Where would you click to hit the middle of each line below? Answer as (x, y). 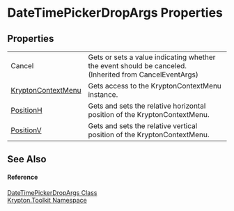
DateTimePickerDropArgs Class (52, 192)
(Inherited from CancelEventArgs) (143, 75)
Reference (23, 177)
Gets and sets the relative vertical (143, 126)
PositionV (26, 130)
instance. (103, 94)
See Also (27, 159)
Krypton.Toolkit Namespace (47, 200)
